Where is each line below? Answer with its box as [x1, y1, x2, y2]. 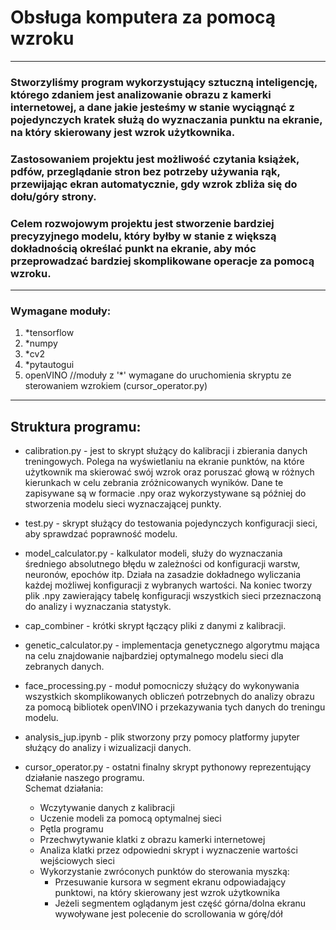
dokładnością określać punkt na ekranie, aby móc [10, 241, 257, 255]
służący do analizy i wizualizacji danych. [24, 742, 192, 754]
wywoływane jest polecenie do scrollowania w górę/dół [54, 908, 283, 920]
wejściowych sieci [39, 855, 115, 867]
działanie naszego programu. [24, 772, 145, 784]
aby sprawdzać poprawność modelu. [24, 528, 178, 540]
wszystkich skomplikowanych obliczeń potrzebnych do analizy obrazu [24, 691, 315, 703]
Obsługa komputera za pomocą [10, 6, 276, 29]
